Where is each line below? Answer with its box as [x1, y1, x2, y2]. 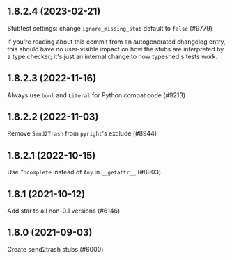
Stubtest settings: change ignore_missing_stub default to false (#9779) [7, 24, 212, 32]
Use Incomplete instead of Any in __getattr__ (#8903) [7, 168, 162, 177]
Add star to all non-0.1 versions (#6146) [7, 206, 121, 215]
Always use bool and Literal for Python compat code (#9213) [7, 90, 186, 99]
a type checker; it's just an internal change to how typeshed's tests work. [7, 52, 218, 60]
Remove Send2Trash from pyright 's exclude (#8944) [7, 129, 157, 138]
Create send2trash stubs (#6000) [7, 245, 104, 253]
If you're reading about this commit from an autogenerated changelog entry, [7, 38, 226, 46]
